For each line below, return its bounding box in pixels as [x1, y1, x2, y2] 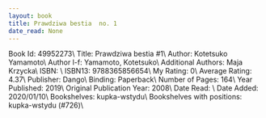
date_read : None [8, 27, 63, 35]
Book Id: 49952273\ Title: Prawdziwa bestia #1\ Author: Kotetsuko [8, 49, 228, 59]
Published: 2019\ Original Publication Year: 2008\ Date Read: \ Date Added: [8, 83, 259, 93]
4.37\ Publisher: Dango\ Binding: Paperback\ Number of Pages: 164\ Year [8, 74, 253, 85]
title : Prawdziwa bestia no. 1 [8, 19, 117, 27]
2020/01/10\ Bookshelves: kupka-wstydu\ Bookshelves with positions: [8, 92, 243, 102]
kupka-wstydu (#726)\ [8, 100, 83, 110]
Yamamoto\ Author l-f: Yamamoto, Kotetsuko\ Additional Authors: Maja [8, 57, 243, 67]
